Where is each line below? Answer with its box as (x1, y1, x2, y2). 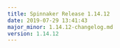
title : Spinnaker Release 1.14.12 (7, 10, 111, 18)
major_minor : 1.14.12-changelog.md (7, 23, 114, 30)
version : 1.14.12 (7, 30, 59, 37)
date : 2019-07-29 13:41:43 (7, 17, 88, 24)
